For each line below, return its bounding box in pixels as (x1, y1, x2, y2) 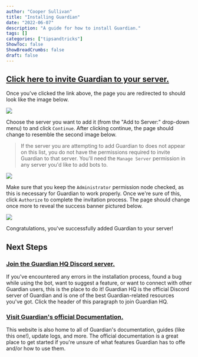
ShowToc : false (6, 42, 44, 48)
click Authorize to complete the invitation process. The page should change (6, 196, 190, 203)
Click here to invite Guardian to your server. (6, 74, 169, 84)
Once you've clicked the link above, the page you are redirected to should (6, 90, 186, 97)
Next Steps (6, 242, 48, 252)
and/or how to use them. (6, 345, 66, 352)
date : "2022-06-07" (6, 19, 54, 25)
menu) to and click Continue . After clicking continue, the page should (6, 125, 174, 132)
